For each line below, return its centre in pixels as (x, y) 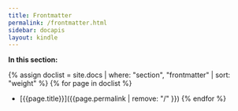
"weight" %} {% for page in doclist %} (70, 83)
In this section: (33, 60)
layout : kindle (33, 37)
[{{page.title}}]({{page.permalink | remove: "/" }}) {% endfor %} (123, 98)
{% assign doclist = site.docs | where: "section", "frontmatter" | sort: (119, 75)
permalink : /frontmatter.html (58, 23)
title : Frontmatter (40, 15)
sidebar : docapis (37, 30)
